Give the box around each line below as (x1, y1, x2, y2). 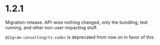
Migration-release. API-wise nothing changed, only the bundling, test (5, 19, 148, 25)
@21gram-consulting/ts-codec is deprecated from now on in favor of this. (5, 34, 155, 40)
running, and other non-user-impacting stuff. (5, 24, 98, 30)
